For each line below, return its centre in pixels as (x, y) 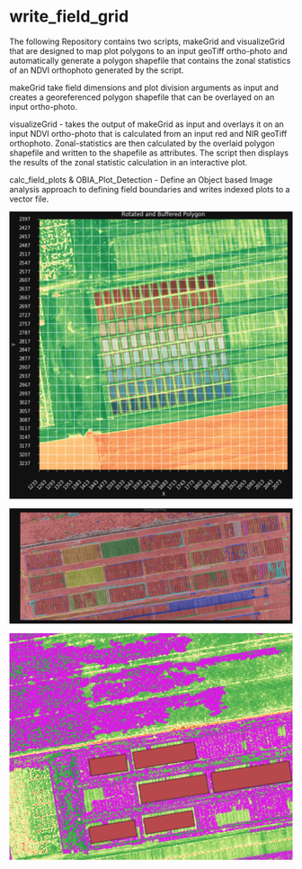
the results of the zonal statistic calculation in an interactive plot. (129, 162)
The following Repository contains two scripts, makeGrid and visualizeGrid (147, 41)
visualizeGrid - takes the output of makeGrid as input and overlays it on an (147, 124)
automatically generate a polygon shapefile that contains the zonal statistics (150, 60)
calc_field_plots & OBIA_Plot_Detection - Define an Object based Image (141, 179)
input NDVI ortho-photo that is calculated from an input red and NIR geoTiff (148, 133)
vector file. (29, 199)
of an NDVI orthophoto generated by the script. (97, 70)
